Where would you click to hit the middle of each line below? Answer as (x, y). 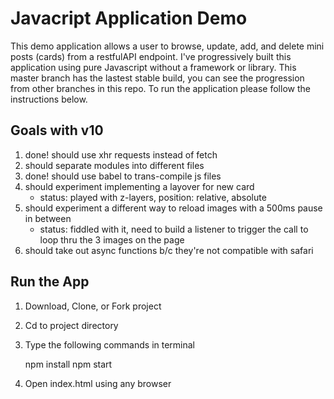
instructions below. (49, 99)
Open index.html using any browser (98, 383)
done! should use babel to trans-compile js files (123, 176)
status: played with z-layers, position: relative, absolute (153, 197)
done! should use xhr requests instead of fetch (121, 154)
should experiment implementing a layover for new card (139, 186)
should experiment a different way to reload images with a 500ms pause (173, 208)
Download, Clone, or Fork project (93, 306)
